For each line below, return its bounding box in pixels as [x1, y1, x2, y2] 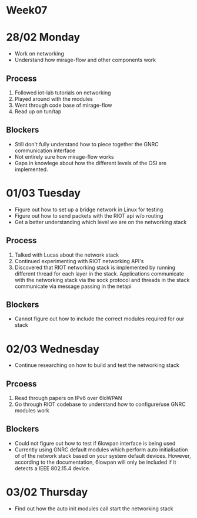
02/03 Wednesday [6, 342, 100, 356]
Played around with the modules [14, 95, 93, 102]
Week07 [6, 4, 48, 17]
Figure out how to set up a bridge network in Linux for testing [14, 206, 163, 213]
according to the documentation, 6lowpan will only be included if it [14, 458, 176, 465]
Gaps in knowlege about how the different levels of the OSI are [14, 159, 166, 166]
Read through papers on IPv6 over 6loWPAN [14, 395, 122, 402]
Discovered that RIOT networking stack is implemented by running [14, 264, 175, 271]
